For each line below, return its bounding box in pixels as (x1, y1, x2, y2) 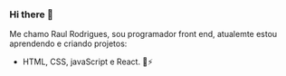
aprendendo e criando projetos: (9, 38, 128, 49)
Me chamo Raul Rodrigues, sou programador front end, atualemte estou (9, 29, 278, 40)
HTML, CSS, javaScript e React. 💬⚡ (22, 56, 154, 67)
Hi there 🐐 (9, 8, 54, 21)
